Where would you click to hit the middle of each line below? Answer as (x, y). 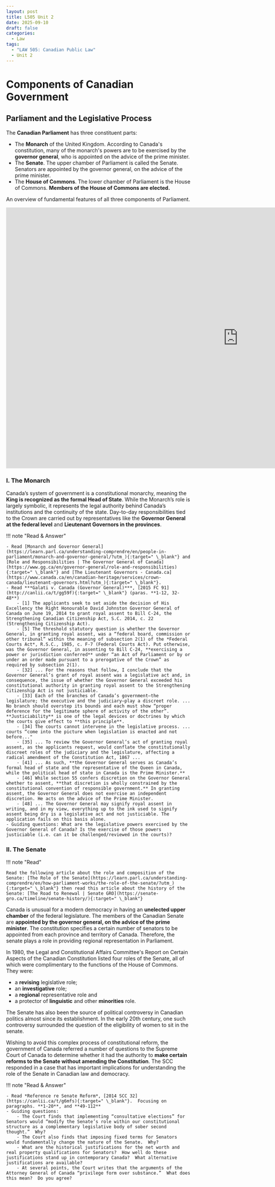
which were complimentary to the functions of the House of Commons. (92, 965)
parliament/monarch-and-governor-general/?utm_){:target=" (80, 557)
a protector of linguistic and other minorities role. (75, 1001)
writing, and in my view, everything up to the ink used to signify (92, 809)
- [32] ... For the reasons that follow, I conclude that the (94, 670)
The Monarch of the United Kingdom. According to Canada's (88, 144)
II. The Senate (26, 849)
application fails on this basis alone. (56, 819)
